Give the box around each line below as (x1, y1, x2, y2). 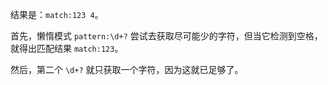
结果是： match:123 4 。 (10, 9, 104, 20)
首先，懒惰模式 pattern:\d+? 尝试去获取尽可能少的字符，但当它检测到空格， (10, 30, 323, 42)
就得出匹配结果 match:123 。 (10, 43, 124, 54)
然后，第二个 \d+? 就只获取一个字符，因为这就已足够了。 (10, 64, 244, 75)
